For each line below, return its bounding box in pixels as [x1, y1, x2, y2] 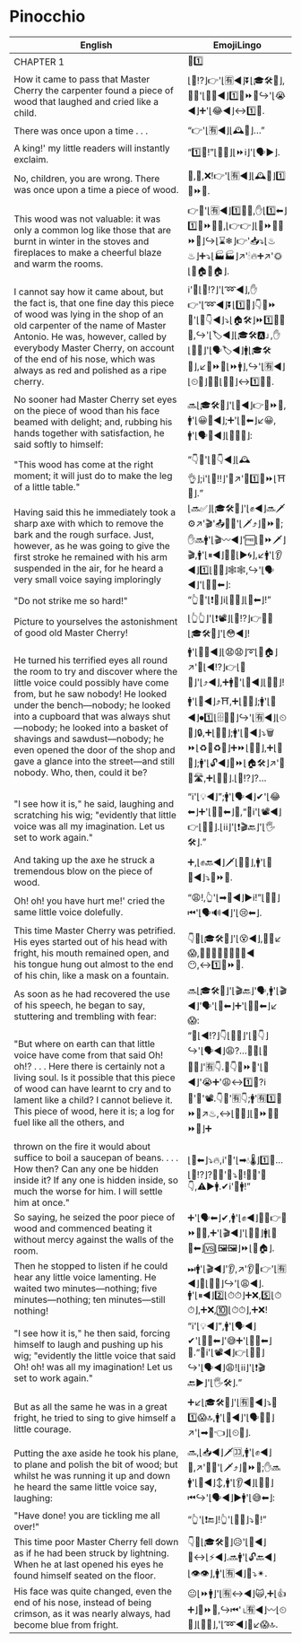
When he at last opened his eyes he [13, 1559, 164, 1571]
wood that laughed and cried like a [13, 96, 159, 109]
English [80, 39, 113, 51]
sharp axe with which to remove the [13, 518, 164, 530]
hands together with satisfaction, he [13, 426, 165, 439]
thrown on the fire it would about [13, 1140, 150, 1152]
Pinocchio [9, 6, 86, 27]
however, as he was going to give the [13, 540, 170, 553]
